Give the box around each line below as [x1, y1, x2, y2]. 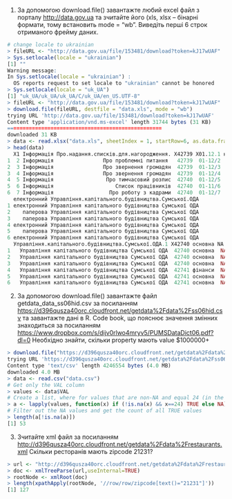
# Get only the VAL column [7, 381, 85, 388]
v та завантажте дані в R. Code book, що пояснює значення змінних [17, 314, 218, 323]
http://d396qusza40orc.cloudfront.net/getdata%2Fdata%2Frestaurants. [17, 439, 222, 448]
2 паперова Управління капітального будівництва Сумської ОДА [7, 208, 199, 215]
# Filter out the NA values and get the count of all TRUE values [7, 408, 202, 415]
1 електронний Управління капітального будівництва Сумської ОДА [7, 202, 199, 209]
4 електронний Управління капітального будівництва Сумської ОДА [7, 221, 199, 228]
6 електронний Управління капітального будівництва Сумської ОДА [7, 235, 199, 242]
